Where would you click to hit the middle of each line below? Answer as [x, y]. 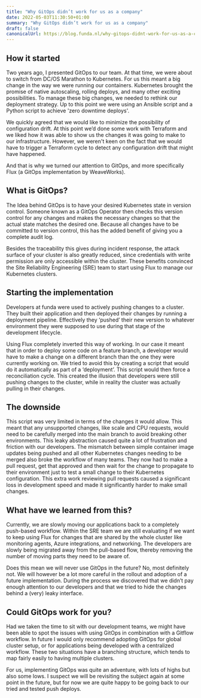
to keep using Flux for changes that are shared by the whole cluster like [94, 537]
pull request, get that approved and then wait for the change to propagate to [100, 466]
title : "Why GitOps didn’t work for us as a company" [75, 12]
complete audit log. [30, 237]
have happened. [26, 154]
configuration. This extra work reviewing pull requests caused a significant [98, 479]
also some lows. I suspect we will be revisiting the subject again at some [95, 676]
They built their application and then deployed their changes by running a [97, 313]
